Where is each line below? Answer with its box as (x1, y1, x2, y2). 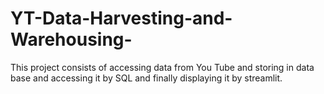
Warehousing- (10, 28, 133, 51)
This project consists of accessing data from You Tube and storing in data (10, 61, 315, 73)
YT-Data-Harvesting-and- (10, 7, 233, 30)
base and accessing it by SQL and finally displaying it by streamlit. (10, 72, 283, 84)
